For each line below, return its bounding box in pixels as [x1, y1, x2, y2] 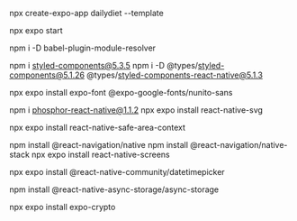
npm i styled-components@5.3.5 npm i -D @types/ [9, 60, 199, 70]
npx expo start [9, 25, 63, 35]
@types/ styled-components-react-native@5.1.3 [86, 69, 264, 80]
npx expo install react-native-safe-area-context [9, 122, 186, 133]
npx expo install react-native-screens [31, 149, 170, 160]
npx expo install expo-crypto [9, 202, 116, 212]
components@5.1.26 [9, 69, 85, 80]
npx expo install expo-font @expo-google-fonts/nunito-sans [9, 87, 233, 97]
